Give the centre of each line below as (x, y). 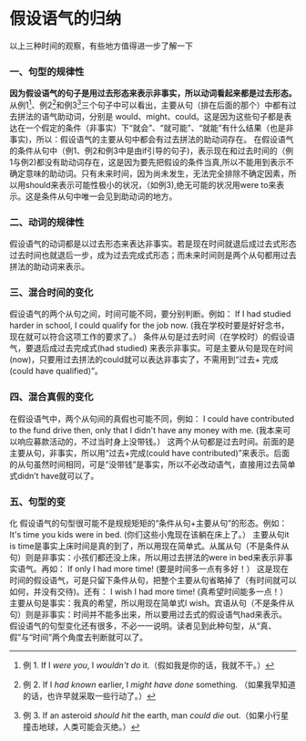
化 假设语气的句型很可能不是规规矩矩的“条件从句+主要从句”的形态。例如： (148, 523)
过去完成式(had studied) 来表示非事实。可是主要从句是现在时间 (175, 349)
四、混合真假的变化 (51, 397)
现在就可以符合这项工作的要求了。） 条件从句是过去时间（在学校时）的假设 (148, 337)
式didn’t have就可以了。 (54, 475)
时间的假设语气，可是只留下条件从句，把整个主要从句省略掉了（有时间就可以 (153, 580)
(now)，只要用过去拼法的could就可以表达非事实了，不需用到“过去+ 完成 (144, 360)
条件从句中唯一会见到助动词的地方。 (109, 196)
